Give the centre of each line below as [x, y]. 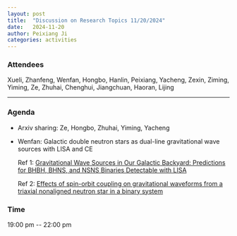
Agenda [21, 112]
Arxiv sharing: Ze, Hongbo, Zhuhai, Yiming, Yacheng [93, 128]
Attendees [26, 65]
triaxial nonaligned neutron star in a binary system [90, 191]
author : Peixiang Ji [38, 33]
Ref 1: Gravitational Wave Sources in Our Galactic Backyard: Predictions [121, 162]
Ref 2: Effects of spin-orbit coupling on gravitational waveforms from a [120, 183]
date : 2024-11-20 [36, 27]
